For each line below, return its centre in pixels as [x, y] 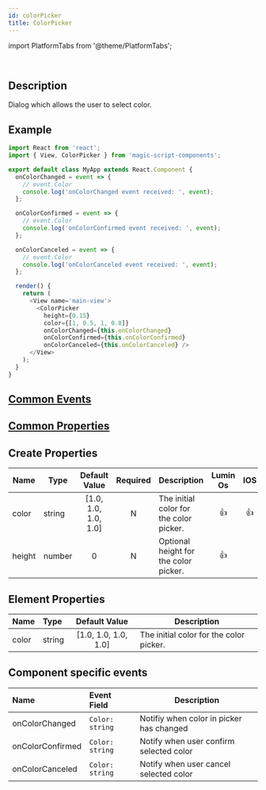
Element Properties [57, 599]
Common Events [50, 400]
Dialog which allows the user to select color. [80, 105]
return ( [37, 294]
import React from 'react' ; [55, 148]
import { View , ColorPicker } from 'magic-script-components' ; [115, 155]
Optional [175, 541]
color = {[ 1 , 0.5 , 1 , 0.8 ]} [86, 323]
